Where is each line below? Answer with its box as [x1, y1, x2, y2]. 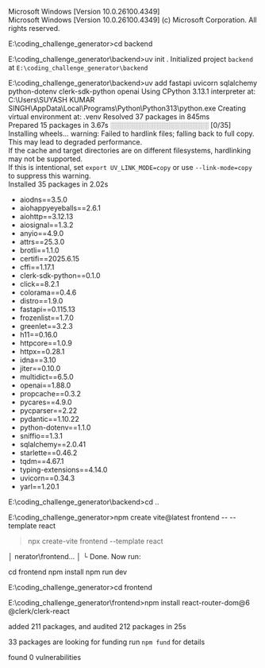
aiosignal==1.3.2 [19, 220, 74, 230]
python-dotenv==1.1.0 [19, 423, 91, 432]
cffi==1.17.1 [19, 262, 55, 272]
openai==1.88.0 [19, 380, 71, 390]
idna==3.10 [19, 355, 57, 365]
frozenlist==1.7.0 [19, 313, 74, 322]
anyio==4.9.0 [19, 229, 64, 237]
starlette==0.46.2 [19, 448, 78, 458]
